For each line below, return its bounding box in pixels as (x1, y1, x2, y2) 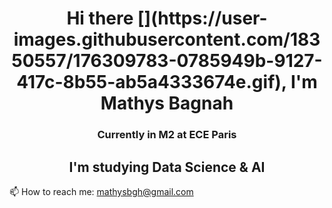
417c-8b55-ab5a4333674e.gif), (16, 71, 287, 94)
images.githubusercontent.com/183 (13, 28, 321, 51)
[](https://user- (137, 7, 268, 30)
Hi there (66, 7, 134, 30)
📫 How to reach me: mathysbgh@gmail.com (9, 185, 194, 197)
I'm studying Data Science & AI (68, 158, 266, 176)
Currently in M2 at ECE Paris (97, 128, 237, 142)
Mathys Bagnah (100, 92, 234, 115)
